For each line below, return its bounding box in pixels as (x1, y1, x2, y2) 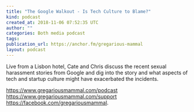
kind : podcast (6, 14, 41, 20)
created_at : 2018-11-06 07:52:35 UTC (6, 19, 99, 25)
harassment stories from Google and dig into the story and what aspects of (6, 69, 188, 76)
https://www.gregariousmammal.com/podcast (6, 86, 118, 94)
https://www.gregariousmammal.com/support (6, 93, 117, 100)
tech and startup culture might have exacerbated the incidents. (6, 75, 159, 82)
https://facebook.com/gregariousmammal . (6, 99, 109, 106)
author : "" (6, 25, 33, 31)
